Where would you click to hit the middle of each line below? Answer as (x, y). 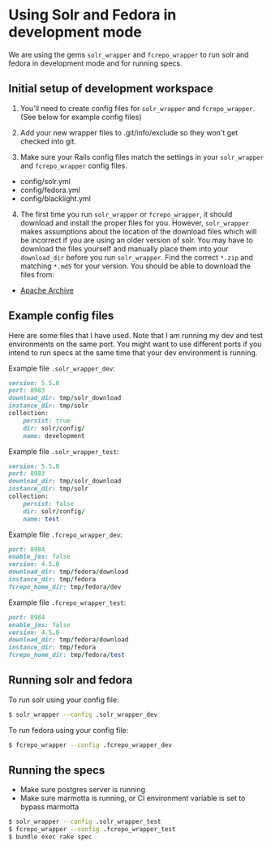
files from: (37, 274)
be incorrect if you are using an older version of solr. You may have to (136, 240)
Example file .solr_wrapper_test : (64, 451)
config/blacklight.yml (55, 198)
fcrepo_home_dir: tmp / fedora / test (67, 655)
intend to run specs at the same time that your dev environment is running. (133, 352)
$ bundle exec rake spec (50, 837)
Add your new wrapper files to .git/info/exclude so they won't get (129, 132)
